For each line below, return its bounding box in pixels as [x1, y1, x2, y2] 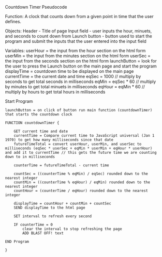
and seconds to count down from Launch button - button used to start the [5, 33, 152, 39]
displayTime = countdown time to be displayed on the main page [5, 68, 134, 74]
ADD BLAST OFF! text [22, 231, 64, 236]
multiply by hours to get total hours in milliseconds [5, 89, 105, 95]
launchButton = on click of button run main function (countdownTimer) [5, 108, 152, 112]
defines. [5, 19, 22, 24]
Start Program [5, 98, 33, 104]
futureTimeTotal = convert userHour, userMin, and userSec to [14, 142, 142, 146]
